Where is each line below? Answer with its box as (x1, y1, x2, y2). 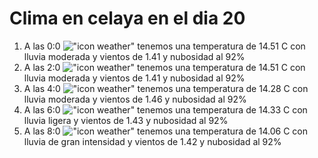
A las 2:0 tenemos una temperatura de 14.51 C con (23, 61, 306, 73)
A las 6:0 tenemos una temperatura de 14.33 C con (23, 103, 308, 116)
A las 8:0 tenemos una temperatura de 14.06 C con (23, 125, 309, 137)
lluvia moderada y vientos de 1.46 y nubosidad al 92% (23, 93, 247, 105)
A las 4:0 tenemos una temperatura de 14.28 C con (23, 82, 309, 94)
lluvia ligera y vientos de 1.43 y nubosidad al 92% (23, 114, 229, 126)
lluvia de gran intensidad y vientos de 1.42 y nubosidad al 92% (23, 135, 282, 147)
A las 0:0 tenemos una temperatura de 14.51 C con (23, 40, 306, 52)
